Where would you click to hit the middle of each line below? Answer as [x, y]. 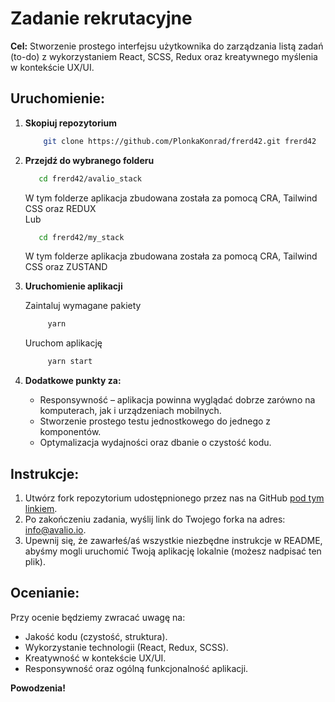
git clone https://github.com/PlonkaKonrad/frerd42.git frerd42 [180, 141]
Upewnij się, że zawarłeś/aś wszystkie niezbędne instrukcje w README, [173, 540]
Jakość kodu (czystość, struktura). [96, 636]
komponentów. [70, 432]
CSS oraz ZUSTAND [66, 267]
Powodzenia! [38, 688]
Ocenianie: [45, 593]
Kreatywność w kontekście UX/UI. [95, 658]
